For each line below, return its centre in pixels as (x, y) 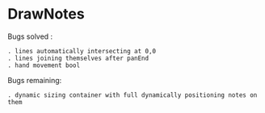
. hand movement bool (44, 65)
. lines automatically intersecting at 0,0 (82, 51)
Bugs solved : (30, 36)
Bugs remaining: (35, 80)
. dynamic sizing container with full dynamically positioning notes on (132, 95)
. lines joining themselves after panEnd (78, 58)
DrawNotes (46, 14)
